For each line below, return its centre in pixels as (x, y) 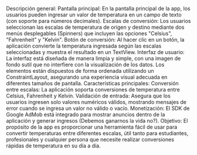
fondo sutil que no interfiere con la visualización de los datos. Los (85, 65)
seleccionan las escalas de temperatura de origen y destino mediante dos (95, 27)
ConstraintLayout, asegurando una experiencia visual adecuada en (87, 77)
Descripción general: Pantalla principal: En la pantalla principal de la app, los (98, 9)
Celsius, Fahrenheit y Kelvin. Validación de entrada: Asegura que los (89, 96)
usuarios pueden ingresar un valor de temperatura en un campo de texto (94, 15)
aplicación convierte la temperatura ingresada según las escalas (84, 46)
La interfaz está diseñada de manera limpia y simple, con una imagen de (94, 58)
